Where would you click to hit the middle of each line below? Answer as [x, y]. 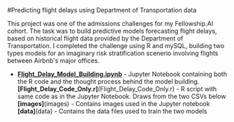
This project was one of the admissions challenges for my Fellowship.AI [110, 23]
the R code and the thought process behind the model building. [108, 82]
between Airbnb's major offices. [53, 61]
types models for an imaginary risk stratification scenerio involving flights [113, 53]
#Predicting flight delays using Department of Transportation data [102, 10]
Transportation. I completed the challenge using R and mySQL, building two [116, 46]
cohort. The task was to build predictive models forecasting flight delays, [112, 31]
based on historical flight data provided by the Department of [95, 38]
